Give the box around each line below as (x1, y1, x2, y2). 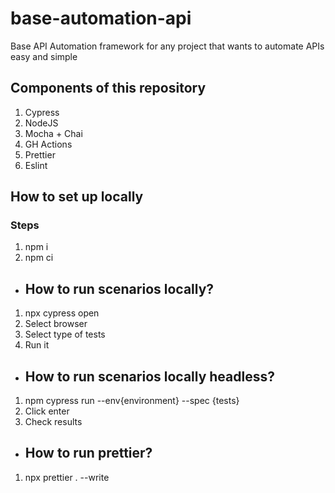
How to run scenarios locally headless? (24, 368, 275, 385)
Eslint (24, 159, 48, 171)
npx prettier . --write (24, 471, 110, 483)
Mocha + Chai (24, 127, 83, 139)
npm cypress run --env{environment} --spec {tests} (24, 395, 240, 407)
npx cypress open (24, 307, 100, 319)
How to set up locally (10, 188, 144, 206)
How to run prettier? (24, 445, 153, 462)
